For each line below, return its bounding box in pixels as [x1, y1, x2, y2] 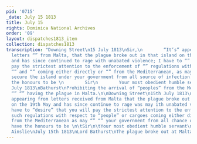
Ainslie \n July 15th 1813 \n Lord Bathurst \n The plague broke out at [11, 129, 177, 135]
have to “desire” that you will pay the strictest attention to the [11, 107, 182, 113]
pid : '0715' [6, 8, 35, 15]
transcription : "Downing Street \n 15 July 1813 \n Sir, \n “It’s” [6, 47, 180, 53]
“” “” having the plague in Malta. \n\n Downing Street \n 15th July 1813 [11, 91, 188, 96]
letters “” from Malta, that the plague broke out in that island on [11, 52, 185, 58]
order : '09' [6, 31, 35, 36]
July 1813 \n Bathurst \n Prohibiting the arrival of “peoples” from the [11, 85, 185, 91]
